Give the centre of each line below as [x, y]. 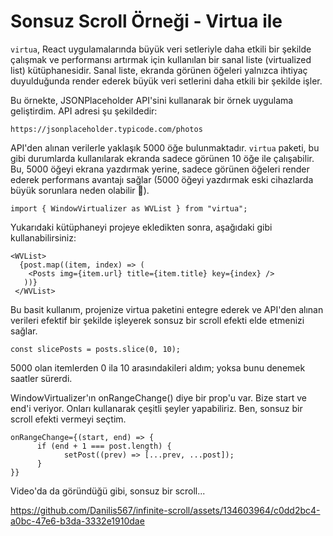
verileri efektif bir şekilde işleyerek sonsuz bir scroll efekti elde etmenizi [157, 320]
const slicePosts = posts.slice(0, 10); [96, 349]
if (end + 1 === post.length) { [104, 446]
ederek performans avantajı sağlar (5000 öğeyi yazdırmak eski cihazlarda [162, 179]
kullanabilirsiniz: [43, 237]
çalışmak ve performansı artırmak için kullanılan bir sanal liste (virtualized [161, 59]
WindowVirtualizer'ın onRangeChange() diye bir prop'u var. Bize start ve [158, 397]
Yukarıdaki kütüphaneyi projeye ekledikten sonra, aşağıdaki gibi [141, 227]
